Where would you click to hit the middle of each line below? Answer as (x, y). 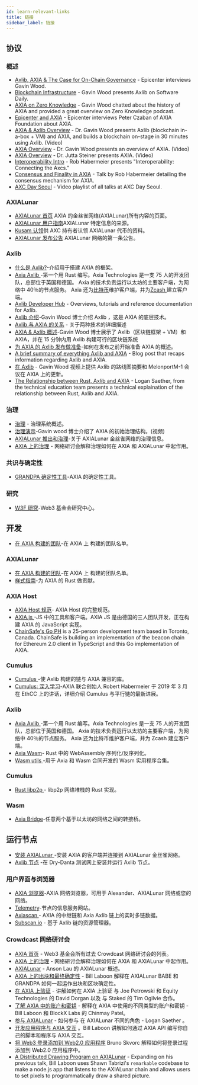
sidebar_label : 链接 (30, 23)
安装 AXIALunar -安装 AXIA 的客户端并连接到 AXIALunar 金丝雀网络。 (99, 854)
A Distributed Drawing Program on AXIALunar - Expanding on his (94, 1057)
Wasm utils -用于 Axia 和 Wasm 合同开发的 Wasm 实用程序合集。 (93, 760)
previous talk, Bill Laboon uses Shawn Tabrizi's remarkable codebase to (102, 1063)
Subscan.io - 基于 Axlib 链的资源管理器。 (64, 923)
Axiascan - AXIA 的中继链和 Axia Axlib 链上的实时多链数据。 (87, 916)
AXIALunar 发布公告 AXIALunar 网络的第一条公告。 (77, 238)
